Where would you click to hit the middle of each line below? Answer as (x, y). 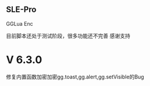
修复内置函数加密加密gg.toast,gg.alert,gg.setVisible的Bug (75, 77)
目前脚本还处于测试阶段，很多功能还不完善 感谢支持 (68, 36)
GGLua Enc (20, 23)
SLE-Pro (21, 10)
